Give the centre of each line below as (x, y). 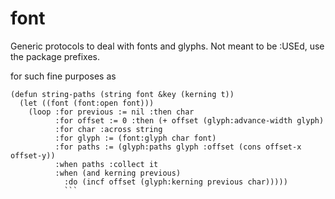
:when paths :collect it (106, 164)
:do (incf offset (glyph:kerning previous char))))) (175, 182)
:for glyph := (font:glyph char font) (135, 138)
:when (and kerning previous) (118, 173)
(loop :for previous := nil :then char (111, 112)
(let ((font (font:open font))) (87, 103)
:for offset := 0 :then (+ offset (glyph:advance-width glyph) (189, 120)
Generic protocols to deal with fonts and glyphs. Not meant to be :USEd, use (167, 46)
